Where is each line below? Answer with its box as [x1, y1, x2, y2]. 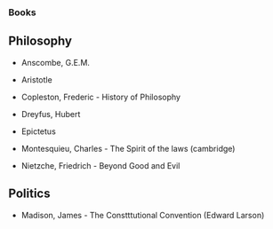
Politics [8, 186, 51, 201]
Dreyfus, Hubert [20, 108, 81, 119]
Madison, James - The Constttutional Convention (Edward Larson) [20, 209, 265, 220]
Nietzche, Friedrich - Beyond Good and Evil [20, 160, 181, 170]
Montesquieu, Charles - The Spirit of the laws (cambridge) [20, 143, 236, 154]
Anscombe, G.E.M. [20, 57, 91, 67]
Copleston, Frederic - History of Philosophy [20, 91, 181, 102]
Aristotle [20, 74, 52, 85]
